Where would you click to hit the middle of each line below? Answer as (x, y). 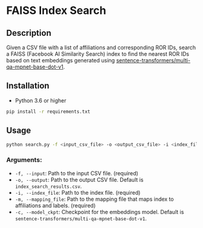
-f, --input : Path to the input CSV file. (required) (77, 173)
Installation (28, 86)
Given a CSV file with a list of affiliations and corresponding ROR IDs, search (101, 47)
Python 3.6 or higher (40, 100)
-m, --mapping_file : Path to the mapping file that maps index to (94, 199)
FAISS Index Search (56, 11)
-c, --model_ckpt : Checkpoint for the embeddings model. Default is (99, 212)
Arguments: (24, 160)
